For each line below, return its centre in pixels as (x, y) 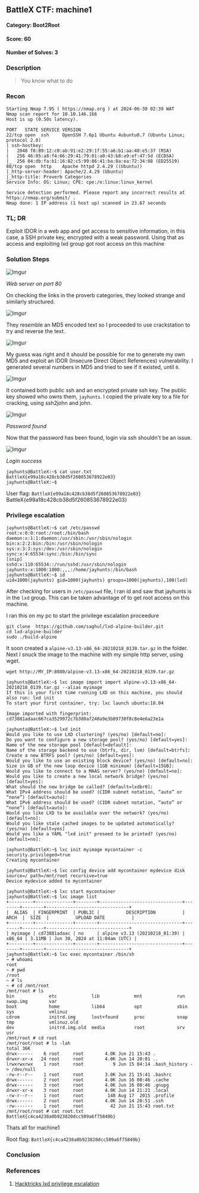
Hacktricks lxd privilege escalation (57, 1183)
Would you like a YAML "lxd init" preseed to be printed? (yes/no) (92, 834)
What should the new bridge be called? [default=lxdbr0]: (80, 787)
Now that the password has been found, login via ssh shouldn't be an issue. (99, 438)
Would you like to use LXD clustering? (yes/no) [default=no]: (86, 734)
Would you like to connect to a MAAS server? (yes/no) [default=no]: (94, 771)
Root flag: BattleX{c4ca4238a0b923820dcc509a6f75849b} (74, 1139)
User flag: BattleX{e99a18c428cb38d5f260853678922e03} (74, 493)
